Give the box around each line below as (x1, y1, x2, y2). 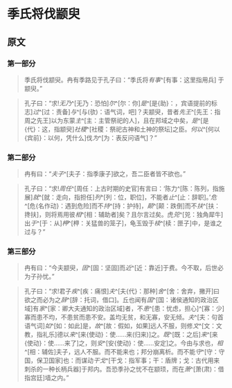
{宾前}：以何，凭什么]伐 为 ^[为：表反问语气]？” (24, 133, 157, 142)
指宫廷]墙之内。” (24, 373, 69, 382)
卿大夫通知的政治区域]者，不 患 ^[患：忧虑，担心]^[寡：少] (62, 304, 225, 312)
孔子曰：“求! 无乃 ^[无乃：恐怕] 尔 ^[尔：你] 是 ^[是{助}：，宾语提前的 (24, 98, 212, 107)
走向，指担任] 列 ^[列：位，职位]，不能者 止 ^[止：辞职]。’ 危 (55, 193, 217, 202)
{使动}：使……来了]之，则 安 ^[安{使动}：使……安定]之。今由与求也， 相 (24, 339, 223, 347)
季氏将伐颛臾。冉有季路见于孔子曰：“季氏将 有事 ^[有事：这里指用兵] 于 (24, 76, 224, 84)
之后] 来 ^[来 (186, 330, 218, 339)
